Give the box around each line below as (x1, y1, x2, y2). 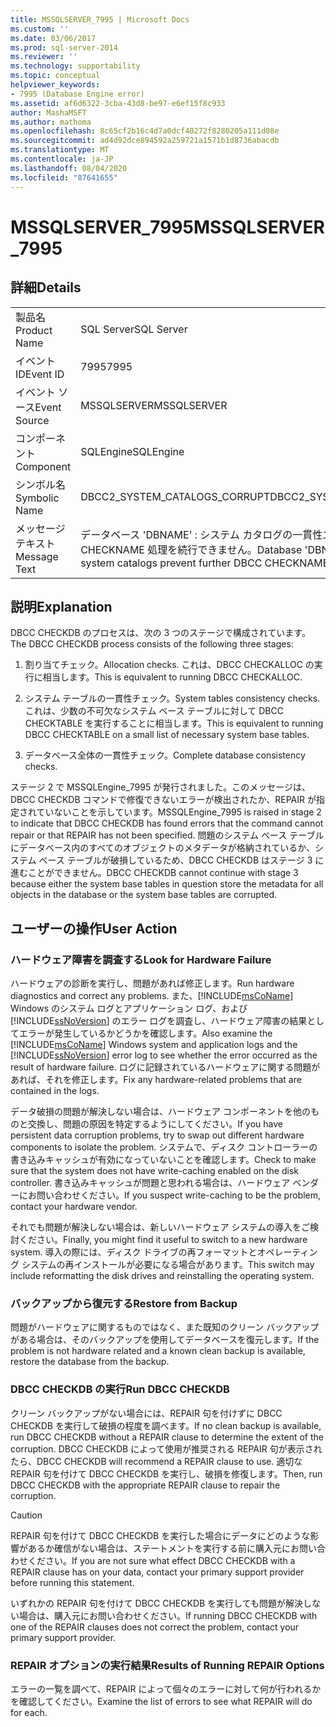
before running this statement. (10, 1576, 135, 1588)
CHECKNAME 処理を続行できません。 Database (80, 542, 303, 556)
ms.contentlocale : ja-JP (10, 154, 114, 164)
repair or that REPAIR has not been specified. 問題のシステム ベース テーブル (10, 829, 325, 841)
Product (15, 323, 53, 337)
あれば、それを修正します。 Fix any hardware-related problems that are (10, 1074, 302, 1085)
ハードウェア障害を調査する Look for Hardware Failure (10, 952, 272, 966)
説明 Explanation (10, 598, 113, 615)
